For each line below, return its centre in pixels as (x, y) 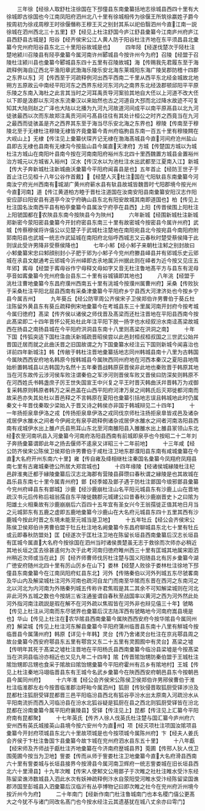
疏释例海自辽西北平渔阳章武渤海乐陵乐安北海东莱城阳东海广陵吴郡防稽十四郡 (103, 70)
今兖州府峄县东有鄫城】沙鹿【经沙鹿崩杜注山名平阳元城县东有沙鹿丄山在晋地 (103, 489)
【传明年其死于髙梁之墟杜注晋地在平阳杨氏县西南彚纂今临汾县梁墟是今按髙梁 (103, 649)
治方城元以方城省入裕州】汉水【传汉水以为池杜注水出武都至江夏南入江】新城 (103, 161)
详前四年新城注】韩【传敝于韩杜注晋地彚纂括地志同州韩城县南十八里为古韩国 (103, 352)
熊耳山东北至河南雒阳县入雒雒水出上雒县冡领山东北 (134, 428)
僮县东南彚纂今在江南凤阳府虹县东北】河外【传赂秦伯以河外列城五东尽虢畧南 (103, 573)
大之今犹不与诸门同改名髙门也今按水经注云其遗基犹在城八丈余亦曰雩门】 (97, 802)
